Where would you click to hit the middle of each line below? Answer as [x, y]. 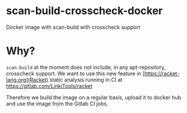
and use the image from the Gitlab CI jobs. [57, 104]
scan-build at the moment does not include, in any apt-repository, [86, 67]
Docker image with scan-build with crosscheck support [73, 27]
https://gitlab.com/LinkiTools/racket [49, 86]
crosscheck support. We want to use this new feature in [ [76, 73]
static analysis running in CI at [86, 79]
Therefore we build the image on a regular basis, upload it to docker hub [93, 97]
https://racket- [162, 73]
